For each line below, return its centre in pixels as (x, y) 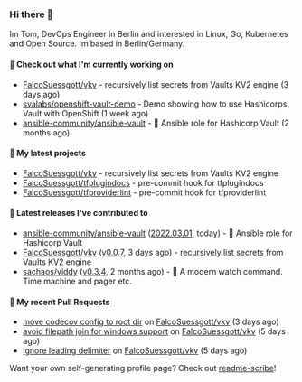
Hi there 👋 (32, 14)
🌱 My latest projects (47, 154)
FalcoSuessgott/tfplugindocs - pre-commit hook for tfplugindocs (143, 182)
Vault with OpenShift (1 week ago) (85, 113)
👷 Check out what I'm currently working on (91, 64)
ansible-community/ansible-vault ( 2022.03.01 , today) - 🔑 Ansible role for (157, 233)
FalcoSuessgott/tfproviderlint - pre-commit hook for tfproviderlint (144, 192)
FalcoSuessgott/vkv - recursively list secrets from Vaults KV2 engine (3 (156, 84)
